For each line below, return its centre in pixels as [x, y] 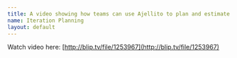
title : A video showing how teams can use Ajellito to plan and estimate [119, 14]
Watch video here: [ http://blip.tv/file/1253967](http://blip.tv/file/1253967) [114, 47]
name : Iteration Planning [45, 21]
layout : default [31, 27]
